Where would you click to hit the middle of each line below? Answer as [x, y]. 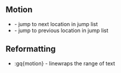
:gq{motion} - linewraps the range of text [65, 63]
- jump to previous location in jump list [61, 30]
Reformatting [31, 49]
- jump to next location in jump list [56, 24]
